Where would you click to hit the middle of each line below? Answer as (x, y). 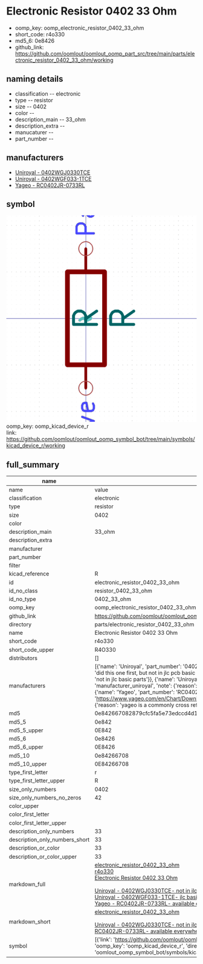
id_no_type (22, 599)
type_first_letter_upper (37, 781)
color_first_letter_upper (37, 823)
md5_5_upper (26, 730)
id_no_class (23, 591)
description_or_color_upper (43, 856)
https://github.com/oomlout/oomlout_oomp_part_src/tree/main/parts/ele (105, 53)
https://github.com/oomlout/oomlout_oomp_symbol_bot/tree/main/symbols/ (101, 439)
